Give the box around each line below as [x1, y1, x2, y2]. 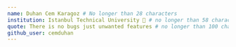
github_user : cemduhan [7, 29, 74, 37]
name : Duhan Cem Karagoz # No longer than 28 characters [7, 10, 178, 17]
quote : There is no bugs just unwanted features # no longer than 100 [7, 23, 218, 30]
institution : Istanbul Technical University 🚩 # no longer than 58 [7, 17, 209, 23]
